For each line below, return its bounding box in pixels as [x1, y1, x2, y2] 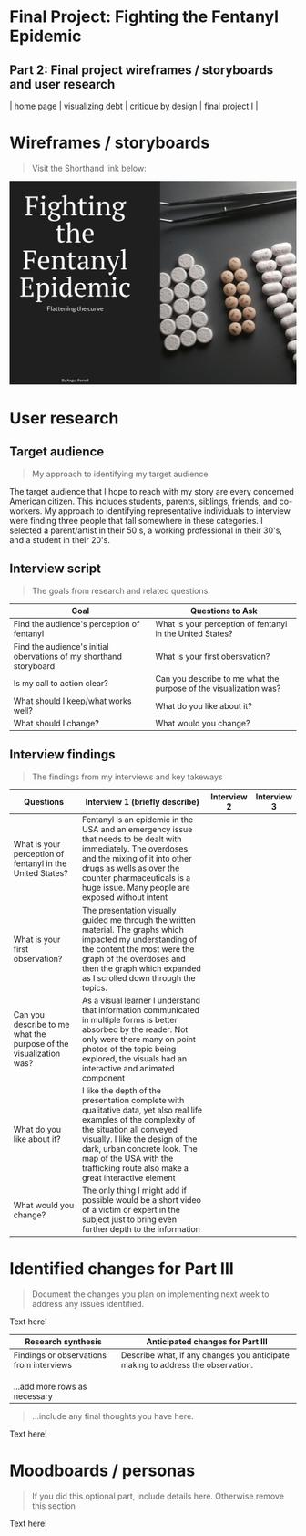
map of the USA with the [81, 1153, 174, 1165]
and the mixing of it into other [81, 853, 192, 864]
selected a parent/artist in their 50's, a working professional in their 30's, [9, 525, 282, 536]
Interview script [9, 561, 102, 577]
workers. [9, 505, 43, 517]
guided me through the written [81, 914, 196, 925]
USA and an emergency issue [81, 824, 193, 835]
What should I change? [13, 718, 100, 729]
